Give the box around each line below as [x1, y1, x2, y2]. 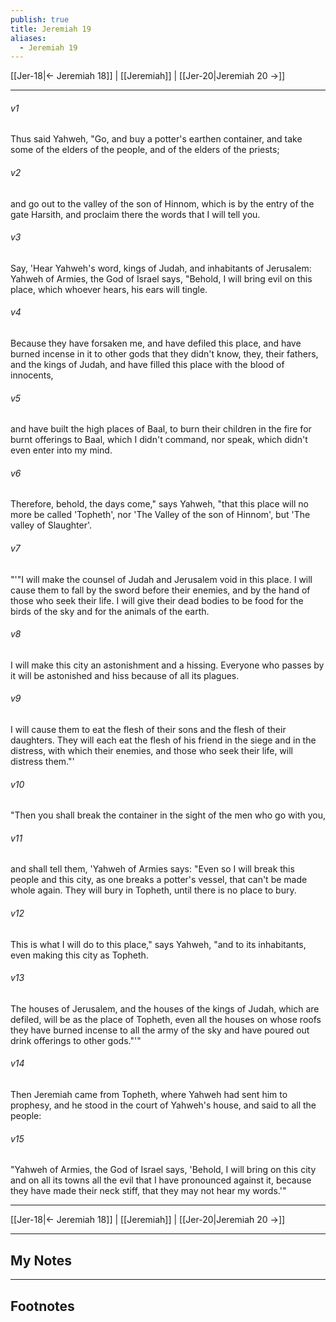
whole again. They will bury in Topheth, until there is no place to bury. [10, 884, 297, 896]
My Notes [10, 1252, 73, 1269]
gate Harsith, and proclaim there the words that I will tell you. [10, 208, 261, 220]
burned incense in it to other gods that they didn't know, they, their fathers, [10, 348, 319, 360]
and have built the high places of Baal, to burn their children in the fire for [10, 423, 312, 435]
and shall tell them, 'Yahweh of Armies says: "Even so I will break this [10, 863, 295, 875]
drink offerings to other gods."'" [10, 1034, 142, 1046]
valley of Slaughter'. [10, 519, 92, 531]
